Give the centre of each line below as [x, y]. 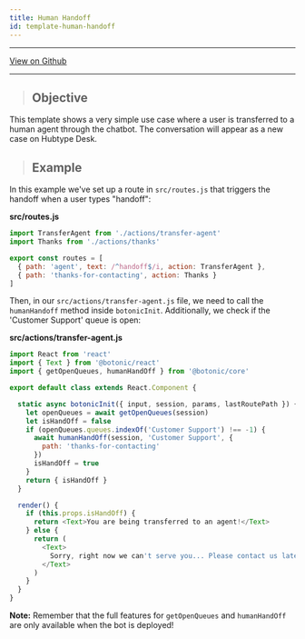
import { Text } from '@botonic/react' [85, 363]
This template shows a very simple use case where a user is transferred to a [152, 120]
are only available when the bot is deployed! [92, 625]
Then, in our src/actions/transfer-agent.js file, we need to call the [137, 301]
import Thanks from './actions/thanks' [85, 242]
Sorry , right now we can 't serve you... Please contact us [164, 555]
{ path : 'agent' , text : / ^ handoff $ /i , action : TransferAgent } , [142, 266]
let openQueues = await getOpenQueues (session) [117, 413]
